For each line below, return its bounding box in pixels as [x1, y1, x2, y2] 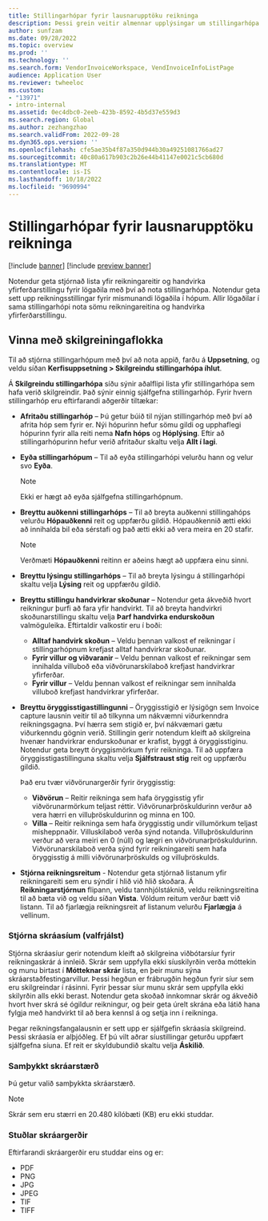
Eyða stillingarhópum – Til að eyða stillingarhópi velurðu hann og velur [19, 452, 254, 462]
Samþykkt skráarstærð [8, 1060, 99, 1071]
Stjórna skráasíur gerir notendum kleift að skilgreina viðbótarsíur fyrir [8, 948, 236, 958]
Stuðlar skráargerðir [8, 1130, 88, 1141]
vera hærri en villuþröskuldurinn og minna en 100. [31, 810, 196, 819]
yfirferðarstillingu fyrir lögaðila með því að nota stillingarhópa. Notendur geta [8, 285, 261, 294]
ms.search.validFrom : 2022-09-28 [8, 130, 120, 138]
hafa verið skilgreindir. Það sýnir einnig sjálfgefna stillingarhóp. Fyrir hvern [8, 387, 253, 397]
